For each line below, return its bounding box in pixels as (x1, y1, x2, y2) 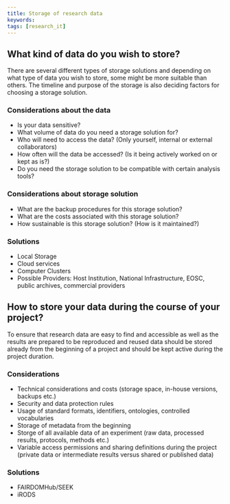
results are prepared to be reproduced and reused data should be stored (7, 337, 213, 345)
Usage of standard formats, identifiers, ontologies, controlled (16, 406, 190, 415)
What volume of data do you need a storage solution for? (16, 128, 179, 137)
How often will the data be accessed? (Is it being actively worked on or (16, 150, 218, 159)
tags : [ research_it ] (7, 23, 67, 30)
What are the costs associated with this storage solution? (16, 212, 179, 220)
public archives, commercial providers (16, 282, 126, 290)
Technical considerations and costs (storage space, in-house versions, (16, 385, 218, 393)
